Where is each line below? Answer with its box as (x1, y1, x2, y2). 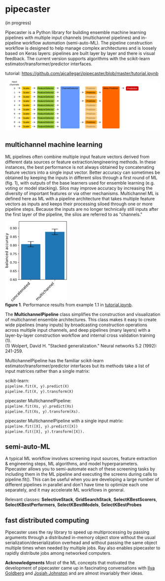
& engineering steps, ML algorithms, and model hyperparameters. (5, 461, 139, 467)
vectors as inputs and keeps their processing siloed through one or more (5, 201, 153, 207)
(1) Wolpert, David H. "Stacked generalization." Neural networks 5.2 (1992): (5, 343, 158, 349)
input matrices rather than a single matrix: (5, 368, 90, 374)
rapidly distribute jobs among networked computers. (5, 550, 112, 556)
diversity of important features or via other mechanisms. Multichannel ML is (5, 190, 159, 196)
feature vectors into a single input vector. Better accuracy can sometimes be (5, 169, 160, 175)
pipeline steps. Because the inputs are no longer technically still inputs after (5, 206, 159, 212)
